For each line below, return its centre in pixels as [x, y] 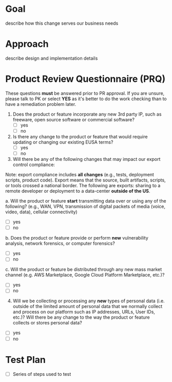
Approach [27, 44]
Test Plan [26, 360]
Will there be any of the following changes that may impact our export [87, 159]
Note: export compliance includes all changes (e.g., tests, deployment [80, 175]
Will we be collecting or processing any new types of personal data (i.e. [89, 301]
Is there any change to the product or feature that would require [80, 136]
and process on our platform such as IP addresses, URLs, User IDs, [84, 312]
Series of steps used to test [42, 374]
